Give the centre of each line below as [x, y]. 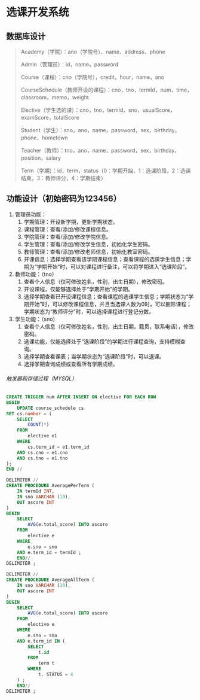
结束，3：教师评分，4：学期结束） [63, 178]
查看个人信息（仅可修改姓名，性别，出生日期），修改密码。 [96, 281]
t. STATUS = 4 [56, 675]
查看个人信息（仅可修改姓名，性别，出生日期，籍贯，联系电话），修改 [109, 326]
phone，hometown [44, 138]
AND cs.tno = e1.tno [42, 458]
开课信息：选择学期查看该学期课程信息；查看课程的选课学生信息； [105, 259]
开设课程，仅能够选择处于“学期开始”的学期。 [78, 289]
